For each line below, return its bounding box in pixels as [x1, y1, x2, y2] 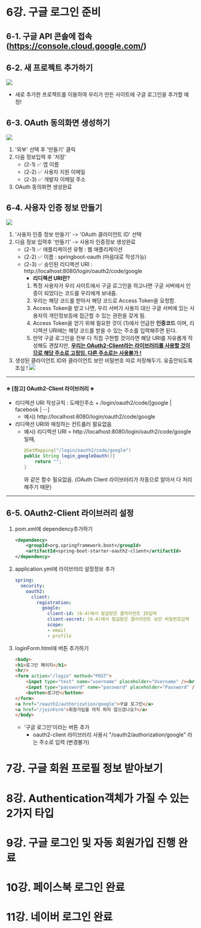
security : [20, 583, 45, 589]
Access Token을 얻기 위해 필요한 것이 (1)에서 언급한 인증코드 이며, [32, 320, 188, 327]
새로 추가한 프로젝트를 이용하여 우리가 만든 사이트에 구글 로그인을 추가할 [14, 91, 183, 98]
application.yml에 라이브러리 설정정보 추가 [14, 565, 115, 572]
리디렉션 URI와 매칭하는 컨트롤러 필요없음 [14, 420, 112, 428]
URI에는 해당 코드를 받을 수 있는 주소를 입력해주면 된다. [48, 327, 178, 334]
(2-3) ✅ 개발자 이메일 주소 [23, 176, 86, 183]
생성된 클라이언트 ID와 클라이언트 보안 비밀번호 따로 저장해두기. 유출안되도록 [14, 357, 193, 364]
